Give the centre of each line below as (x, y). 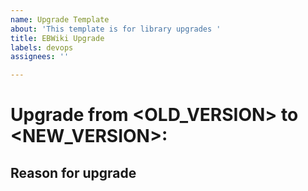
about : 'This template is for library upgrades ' (116, 29)
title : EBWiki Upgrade (57, 38)
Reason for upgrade (73, 172)
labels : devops (42, 47)
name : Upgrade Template (60, 19)
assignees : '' (40, 57)
